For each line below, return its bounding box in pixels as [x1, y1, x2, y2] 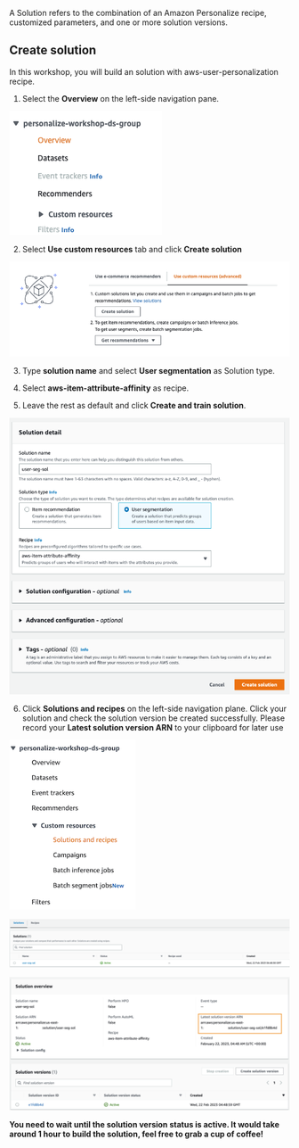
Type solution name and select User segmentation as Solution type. [21, 366, 276, 376]
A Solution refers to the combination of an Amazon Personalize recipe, [9, 8, 267, 18]
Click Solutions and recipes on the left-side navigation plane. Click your [21, 703, 287, 714]
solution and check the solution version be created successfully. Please [21, 713, 286, 723]
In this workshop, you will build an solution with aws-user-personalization [9, 66, 279, 77]
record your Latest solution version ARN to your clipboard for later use [21, 722, 284, 732]
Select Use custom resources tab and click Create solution [21, 244, 242, 254]
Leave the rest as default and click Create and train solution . [21, 401, 246, 411]
